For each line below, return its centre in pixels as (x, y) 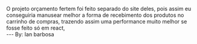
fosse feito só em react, (36, 28)
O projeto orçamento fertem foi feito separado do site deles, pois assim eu (99, 9)
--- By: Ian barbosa (30, 34)
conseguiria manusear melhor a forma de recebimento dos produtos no (95, 15)
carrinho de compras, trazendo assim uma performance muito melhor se (97, 21)
